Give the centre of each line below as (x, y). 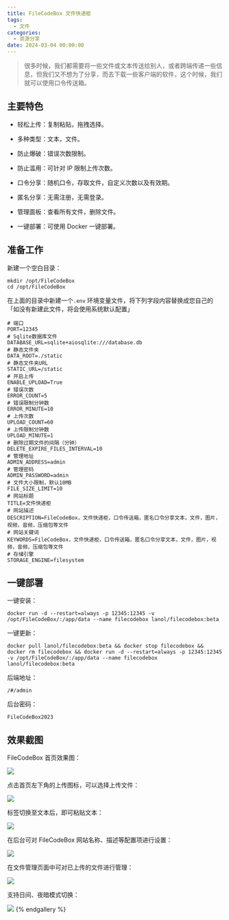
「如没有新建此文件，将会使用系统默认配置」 (70, 308)
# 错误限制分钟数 (28, 403)
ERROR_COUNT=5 (27, 396)
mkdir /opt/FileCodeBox (41, 281)
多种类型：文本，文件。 (50, 138)
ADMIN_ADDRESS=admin (37, 462)
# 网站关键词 (23, 532)
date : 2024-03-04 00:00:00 (46, 45)
